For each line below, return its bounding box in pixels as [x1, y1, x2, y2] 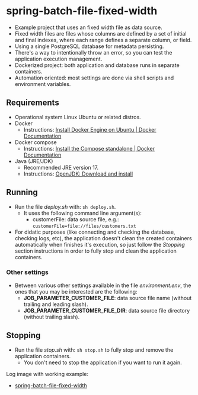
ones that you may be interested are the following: [14, 288, 138, 295]
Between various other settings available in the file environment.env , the [14, 282, 191, 289]
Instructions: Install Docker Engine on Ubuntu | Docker [23, 126, 157, 133]
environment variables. [14, 80, 71, 87]
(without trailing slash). [23, 313, 80, 320]
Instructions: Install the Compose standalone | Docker [23, 145, 155, 152]
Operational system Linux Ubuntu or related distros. [14, 113, 141, 120]
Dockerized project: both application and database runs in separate [14, 61, 180, 69]
